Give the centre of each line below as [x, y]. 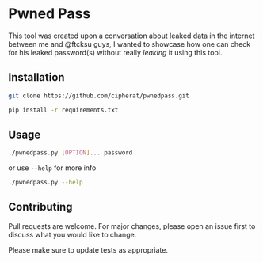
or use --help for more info [52, 168]
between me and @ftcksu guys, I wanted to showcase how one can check [130, 44]
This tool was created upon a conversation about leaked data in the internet [131, 36]
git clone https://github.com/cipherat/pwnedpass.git [99, 96]
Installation [36, 77]
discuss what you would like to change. [72, 234]
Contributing [40, 207]
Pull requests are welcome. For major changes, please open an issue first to [132, 226]
